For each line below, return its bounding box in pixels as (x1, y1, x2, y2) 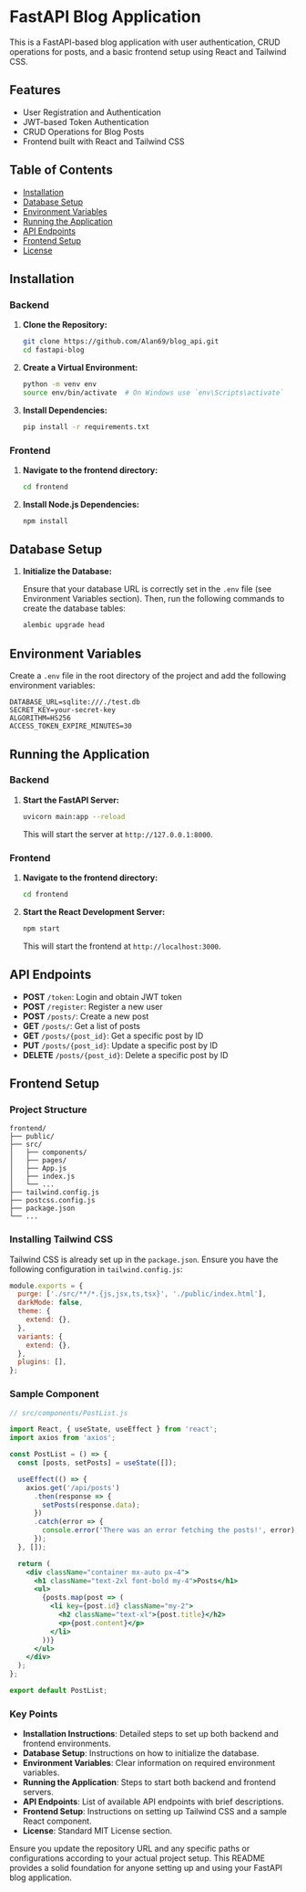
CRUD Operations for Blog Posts (22, 126, 145, 137)
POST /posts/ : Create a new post (22, 1011, 149, 1022)
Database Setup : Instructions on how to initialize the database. (22, 1748, 260, 1759)
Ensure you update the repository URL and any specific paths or (9, 1843, 250, 1855)
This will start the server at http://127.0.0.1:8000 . (22, 828, 214, 839)
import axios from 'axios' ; (9, 1434, 117, 1443)
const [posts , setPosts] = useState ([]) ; (17, 1458, 178, 1467)
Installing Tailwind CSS (9, 1233, 114, 1246)
